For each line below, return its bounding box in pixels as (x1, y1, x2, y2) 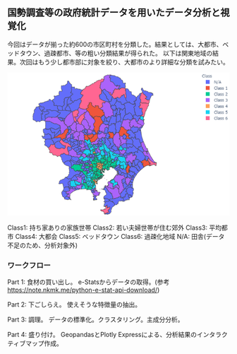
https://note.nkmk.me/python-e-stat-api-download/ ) (7, 285, 160, 295)
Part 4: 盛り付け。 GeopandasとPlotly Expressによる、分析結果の (7, 331, 197, 339)
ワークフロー (7, 260, 51, 270)
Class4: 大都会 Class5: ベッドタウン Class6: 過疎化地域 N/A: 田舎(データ (15, 232, 225, 240)
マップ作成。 (25, 339, 63, 348)
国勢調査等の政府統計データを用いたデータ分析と (7, 6, 221, 19)
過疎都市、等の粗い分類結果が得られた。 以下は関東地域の (44, 49, 213, 57)
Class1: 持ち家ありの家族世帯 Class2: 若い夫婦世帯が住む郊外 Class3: (7, 223, 208, 232)
